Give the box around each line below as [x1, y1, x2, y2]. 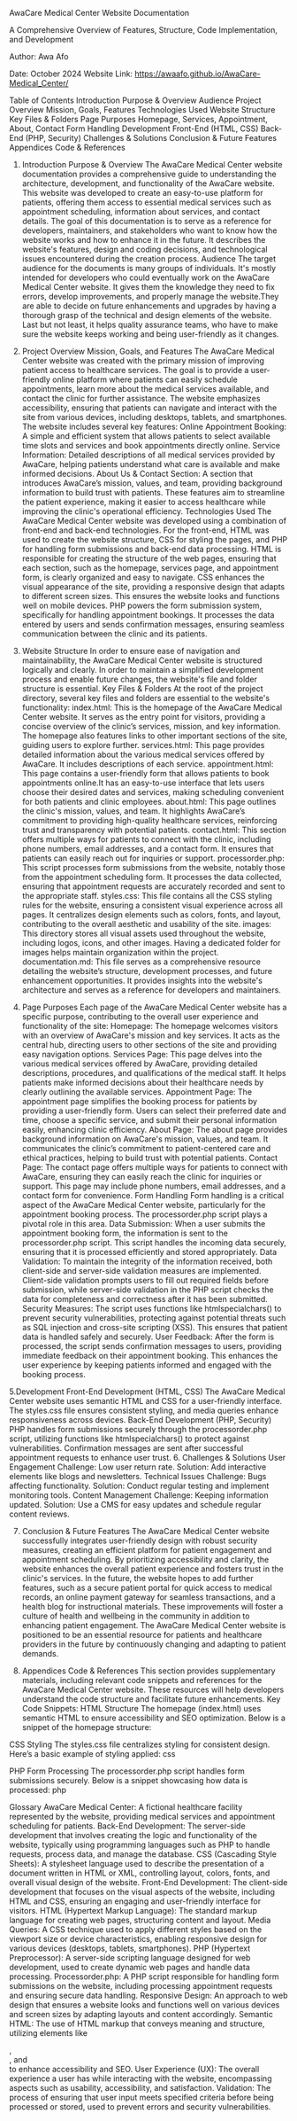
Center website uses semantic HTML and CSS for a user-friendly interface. [9, 1396, 283, 1406]
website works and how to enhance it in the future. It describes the [21, 235, 266, 245]
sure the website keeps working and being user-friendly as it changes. [21, 329, 279, 339]
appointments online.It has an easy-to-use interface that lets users [21, 777, 265, 788]
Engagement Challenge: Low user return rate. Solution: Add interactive [9, 1462, 267, 1472]
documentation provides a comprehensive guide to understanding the [21, 168, 277, 179]
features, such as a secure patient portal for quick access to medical [21, 1582, 272, 1593]
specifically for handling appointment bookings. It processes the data [21, 610, 275, 620]
